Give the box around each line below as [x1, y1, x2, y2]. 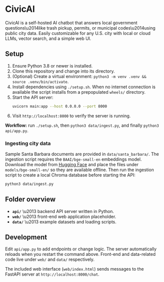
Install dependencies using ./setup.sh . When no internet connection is [12, 84, 156, 90]
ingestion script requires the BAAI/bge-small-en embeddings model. [5, 156, 142, 162]
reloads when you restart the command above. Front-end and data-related [5, 251, 156, 257]
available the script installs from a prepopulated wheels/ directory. [12, 89, 146, 95]
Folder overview [5, 195, 56, 204]
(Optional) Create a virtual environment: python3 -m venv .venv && [12, 73, 146, 79]
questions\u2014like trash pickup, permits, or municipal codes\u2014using [5, 25, 156, 31]
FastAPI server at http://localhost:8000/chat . [5, 271, 100, 277]
